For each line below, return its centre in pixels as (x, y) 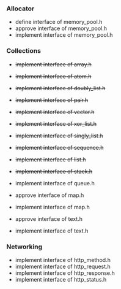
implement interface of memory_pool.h (64, 35)
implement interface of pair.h (52, 100)
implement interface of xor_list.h (56, 123)
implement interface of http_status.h (61, 279)
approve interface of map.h (50, 195)
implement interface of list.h (51, 159)
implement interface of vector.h (55, 112)
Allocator (20, 9)
